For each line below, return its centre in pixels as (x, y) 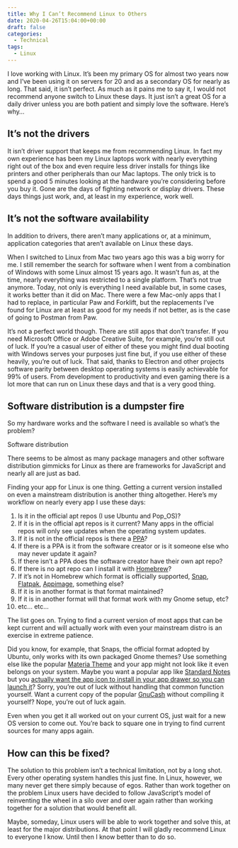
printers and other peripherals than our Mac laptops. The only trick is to (112, 173)
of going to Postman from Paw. (52, 317)
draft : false (27, 27)
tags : (15, 47)
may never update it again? (57, 554)
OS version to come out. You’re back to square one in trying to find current (116, 723)
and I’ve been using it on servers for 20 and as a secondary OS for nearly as (119, 81)
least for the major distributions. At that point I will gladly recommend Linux (117, 830)
